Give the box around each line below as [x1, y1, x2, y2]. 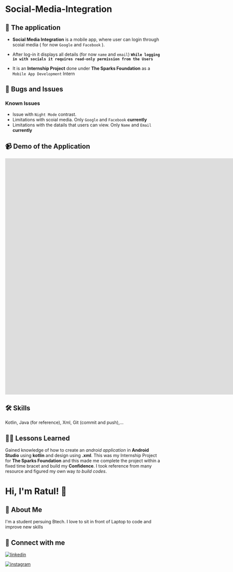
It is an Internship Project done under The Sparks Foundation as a [12, 66, 150, 71]
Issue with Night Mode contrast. [12, 111, 77, 117]
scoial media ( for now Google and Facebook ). [12, 42, 105, 48]
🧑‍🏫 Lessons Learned [5, 434, 70, 442]
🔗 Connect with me [5, 538, 65, 547]
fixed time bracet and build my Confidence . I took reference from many [5, 463, 152, 469]
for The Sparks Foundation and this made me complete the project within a [5, 458, 160, 464]
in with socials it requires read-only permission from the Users [12, 57, 153, 62]
